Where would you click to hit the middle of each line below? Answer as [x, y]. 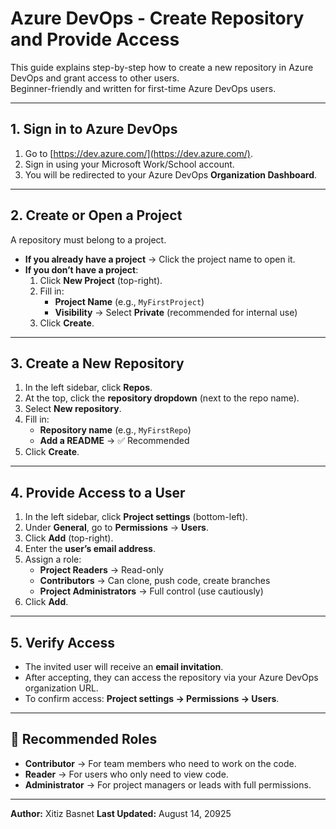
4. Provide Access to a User [98, 492]
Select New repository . [73, 409]
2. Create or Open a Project [96, 215]
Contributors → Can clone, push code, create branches [155, 581]
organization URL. [61, 688]
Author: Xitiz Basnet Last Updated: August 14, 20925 [121, 813]
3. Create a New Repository [97, 363]
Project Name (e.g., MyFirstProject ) [129, 301]
